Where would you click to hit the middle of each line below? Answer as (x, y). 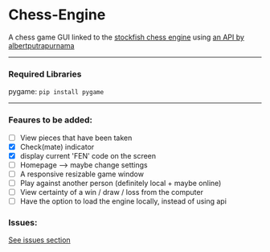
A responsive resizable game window (82, 174)
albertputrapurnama (41, 45)
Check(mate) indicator (57, 147)
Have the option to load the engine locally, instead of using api (123, 201)
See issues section (39, 240)
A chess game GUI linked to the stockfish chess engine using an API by (127, 37)
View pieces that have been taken (76, 138)
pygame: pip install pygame (56, 92)
